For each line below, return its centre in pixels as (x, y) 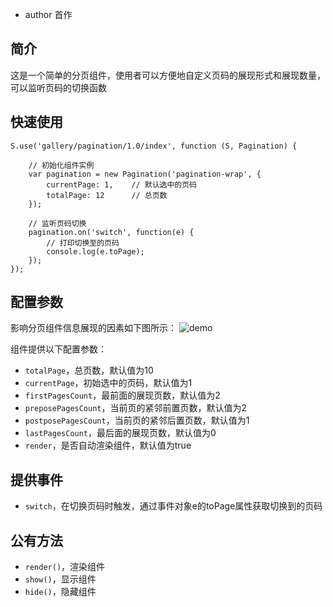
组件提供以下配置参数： (58, 349)
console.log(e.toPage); (95, 251)
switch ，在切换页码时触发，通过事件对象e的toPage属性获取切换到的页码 (173, 506)
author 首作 (48, 14)
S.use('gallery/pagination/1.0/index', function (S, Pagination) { (154, 146)
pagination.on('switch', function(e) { (111, 232)
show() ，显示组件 (60, 579)
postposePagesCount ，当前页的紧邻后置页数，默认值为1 (137, 420)
